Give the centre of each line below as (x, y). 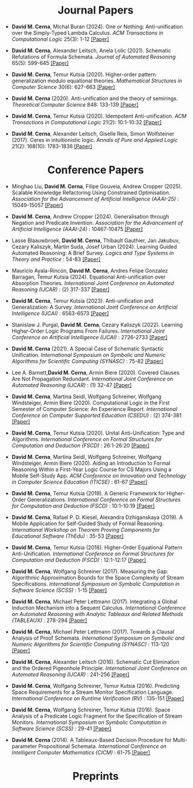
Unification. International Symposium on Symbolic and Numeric (89, 355)
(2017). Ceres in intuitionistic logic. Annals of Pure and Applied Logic (94, 140)
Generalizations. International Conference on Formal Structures (104, 499)
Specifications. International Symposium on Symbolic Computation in (96, 584)
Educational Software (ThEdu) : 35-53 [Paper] (68, 536)
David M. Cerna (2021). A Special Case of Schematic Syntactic (88, 349)
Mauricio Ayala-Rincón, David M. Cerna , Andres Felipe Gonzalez (90, 270)
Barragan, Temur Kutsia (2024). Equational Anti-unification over (89, 277)
